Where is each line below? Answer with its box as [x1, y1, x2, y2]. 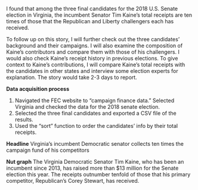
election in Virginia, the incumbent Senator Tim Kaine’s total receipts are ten [6, 11, 193, 19]
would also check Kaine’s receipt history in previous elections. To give [6, 55, 178, 62]
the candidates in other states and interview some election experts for [6, 68, 178, 74]
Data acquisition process [6, 85, 70, 92]
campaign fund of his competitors [6, 146, 89, 154]
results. [14, 116, 34, 123]
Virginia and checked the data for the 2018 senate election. [14, 103, 160, 110]
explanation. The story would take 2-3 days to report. [6, 74, 137, 81]
